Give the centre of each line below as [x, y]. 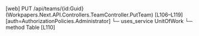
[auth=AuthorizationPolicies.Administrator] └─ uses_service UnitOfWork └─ [99, 21]
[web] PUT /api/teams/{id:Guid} [45, 9]
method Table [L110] [30, 27]
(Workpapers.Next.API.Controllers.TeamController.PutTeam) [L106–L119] [94, 15]
